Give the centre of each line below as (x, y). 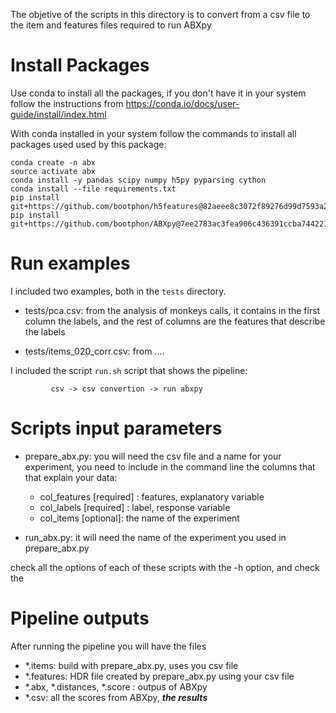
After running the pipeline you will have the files (108, 646)
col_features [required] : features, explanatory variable (152, 496)
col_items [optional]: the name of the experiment (139, 518)
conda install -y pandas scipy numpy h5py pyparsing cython (138, 180)
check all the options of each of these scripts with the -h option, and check (165, 567)
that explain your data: (71, 477)
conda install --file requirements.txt (93, 189)
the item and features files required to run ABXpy (111, 25)
